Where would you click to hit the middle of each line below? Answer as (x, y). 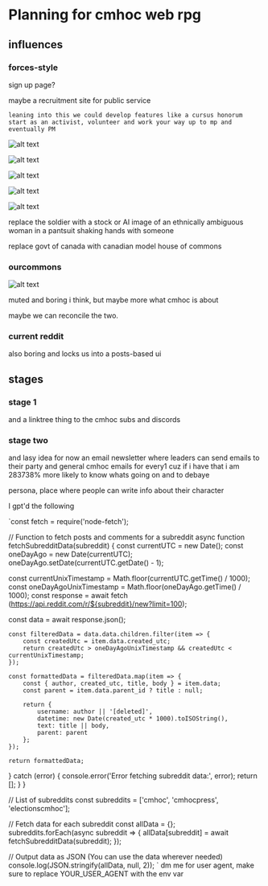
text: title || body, (74, 726)
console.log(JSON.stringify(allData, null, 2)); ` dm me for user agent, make (132, 865)
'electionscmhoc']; (39, 809)
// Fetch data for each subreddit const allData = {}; (92, 824)
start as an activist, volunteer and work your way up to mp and (120, 122)
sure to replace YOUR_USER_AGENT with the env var (96, 874)
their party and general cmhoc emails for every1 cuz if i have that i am (124, 466)
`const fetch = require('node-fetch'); (68, 522)
